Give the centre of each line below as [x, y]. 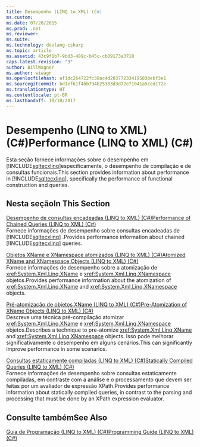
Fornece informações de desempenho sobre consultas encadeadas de [93, 231]
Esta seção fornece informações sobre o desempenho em [77, 160]
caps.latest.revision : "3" [40, 62]
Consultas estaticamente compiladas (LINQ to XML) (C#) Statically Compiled [100, 361]
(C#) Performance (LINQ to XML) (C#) [100, 143]
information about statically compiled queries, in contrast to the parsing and [99, 393]
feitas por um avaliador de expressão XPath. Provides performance [88, 386]
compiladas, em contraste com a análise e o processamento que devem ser [99, 379]
